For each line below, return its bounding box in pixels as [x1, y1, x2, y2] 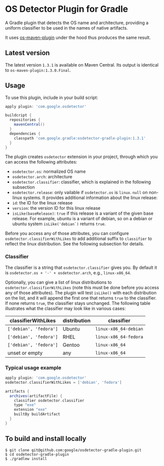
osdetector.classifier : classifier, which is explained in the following [12, 179, 151, 185]
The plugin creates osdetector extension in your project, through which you [5, 154, 158, 160]
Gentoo [62, 341, 80, 348]
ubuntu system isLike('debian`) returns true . [12, 221, 106, 227]
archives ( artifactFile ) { [9, 393, 63, 399]
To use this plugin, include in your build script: [5, 95, 98, 100]
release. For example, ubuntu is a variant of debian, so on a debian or [12, 216, 153, 222]
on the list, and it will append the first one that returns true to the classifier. [5, 295, 157, 301]
